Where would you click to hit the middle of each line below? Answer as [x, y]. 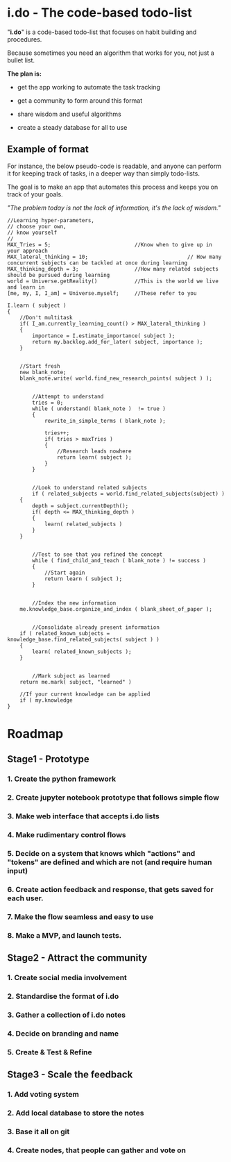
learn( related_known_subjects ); [82, 651]
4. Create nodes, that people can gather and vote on [96, 1150]
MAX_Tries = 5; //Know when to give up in [110, 244]
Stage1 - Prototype [49, 759]
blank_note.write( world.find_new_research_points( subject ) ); [116, 378]
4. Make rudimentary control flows [67, 835]
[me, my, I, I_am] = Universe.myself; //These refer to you [102, 293]
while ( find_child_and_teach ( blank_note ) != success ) [119, 560]
